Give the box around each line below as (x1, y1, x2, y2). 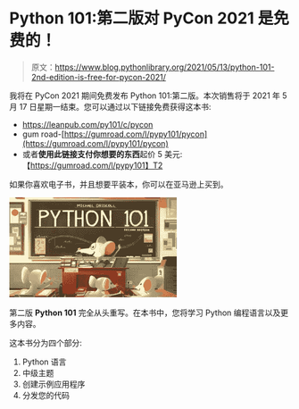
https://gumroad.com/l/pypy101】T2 (29, 160, 163, 171)
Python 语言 (21, 356, 67, 367)
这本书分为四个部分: (9, 337, 83, 348)
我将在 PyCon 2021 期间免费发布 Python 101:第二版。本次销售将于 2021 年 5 (9, 90, 287, 101)
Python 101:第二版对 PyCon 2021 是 (9, 8, 274, 29)
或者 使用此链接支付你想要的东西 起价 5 (21, 148, 163, 159)
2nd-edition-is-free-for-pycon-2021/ (30, 71, 167, 82)
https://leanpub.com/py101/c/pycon (21, 119, 154, 129)
